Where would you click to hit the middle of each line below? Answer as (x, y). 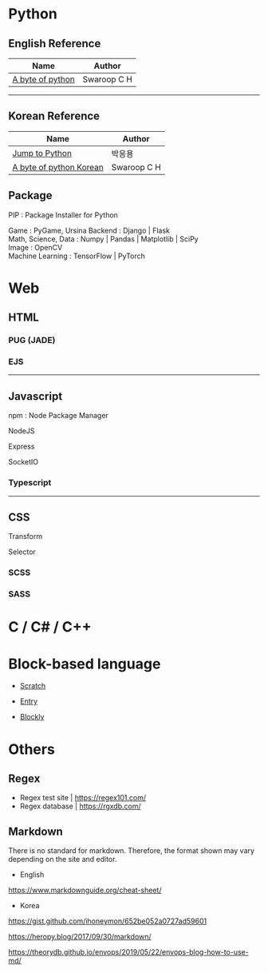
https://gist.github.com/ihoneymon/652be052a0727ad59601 (108, 921)
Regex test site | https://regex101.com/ (83, 798)
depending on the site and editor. (63, 859)
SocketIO (23, 462)
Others (32, 749)
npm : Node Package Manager (59, 416)
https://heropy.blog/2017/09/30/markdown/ (80, 937)
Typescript (30, 483)
